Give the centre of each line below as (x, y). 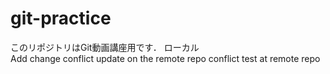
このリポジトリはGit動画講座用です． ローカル (105, 47)
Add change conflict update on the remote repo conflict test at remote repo (165, 58)
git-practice (61, 18)
